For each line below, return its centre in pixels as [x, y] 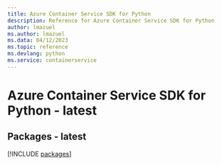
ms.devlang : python [36, 54]
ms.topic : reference [38, 47]
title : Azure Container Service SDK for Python [79, 14]
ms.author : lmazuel [36, 34]
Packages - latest [47, 137]
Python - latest [52, 110]
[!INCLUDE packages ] [39, 154]
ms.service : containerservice [52, 60]
